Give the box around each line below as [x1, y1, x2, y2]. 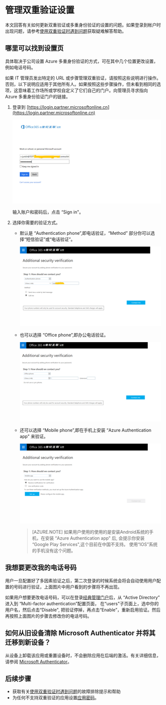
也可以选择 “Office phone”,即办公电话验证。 [19, 332, 109, 338]
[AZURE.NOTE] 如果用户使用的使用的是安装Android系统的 [32, 529, 150, 535]
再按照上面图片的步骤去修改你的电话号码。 [5, 613, 92, 619]
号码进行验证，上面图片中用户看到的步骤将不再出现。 [13, 584, 122, 590]
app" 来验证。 [19, 433, 48, 439]
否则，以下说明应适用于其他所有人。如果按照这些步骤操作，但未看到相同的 [5, 81, 157, 87]
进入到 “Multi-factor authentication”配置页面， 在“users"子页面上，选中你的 [5, 600, 159, 606]
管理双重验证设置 [5, 4, 75, 16]
